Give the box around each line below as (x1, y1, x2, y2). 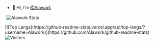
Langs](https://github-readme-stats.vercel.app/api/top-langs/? (18, 24, 146, 30)
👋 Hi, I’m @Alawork (12, 5, 51, 10)
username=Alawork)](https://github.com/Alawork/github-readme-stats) (5, 29, 150, 35)
